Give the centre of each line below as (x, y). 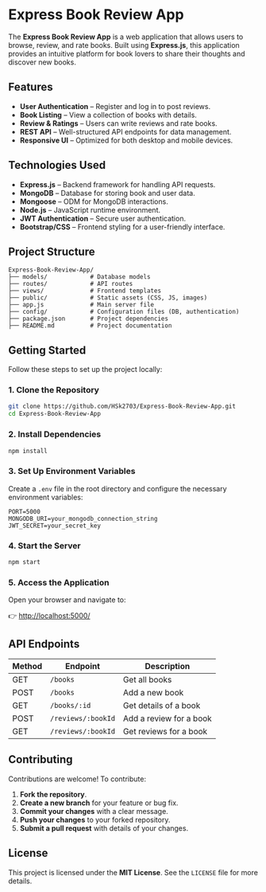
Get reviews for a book (165, 731)
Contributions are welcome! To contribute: (77, 779)
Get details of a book (162, 705)
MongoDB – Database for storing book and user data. (108, 193)
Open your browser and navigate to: (67, 600)
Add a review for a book (167, 718)
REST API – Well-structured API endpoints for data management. (125, 131)
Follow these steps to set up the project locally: (85, 370)
